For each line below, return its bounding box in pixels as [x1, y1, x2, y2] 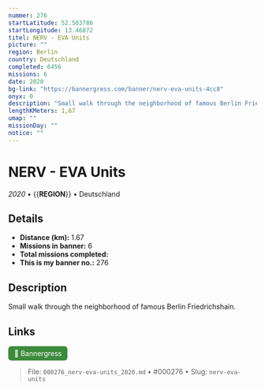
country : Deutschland [8, 56, 80, 64]
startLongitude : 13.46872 [8, 26, 93, 34]
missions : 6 [8, 70, 47, 78]
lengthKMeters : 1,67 [8, 107, 77, 115]
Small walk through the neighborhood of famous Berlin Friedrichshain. [8, 302, 237, 312]
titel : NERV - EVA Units [8, 33, 90, 42]
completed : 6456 [8, 63, 62, 71]
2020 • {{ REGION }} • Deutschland [8, 189, 121, 198]
